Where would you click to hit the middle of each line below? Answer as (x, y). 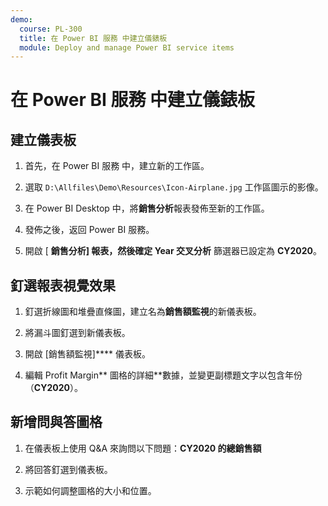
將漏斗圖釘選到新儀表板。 (77, 333)
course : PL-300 (51, 29)
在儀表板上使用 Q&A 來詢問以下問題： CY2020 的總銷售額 (143, 448)
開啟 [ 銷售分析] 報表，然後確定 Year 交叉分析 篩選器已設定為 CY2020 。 (173, 251)
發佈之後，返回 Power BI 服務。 (89, 230)
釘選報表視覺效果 (63, 285)
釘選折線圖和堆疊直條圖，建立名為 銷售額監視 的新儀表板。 (143, 312)
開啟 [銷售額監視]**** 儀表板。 (87, 354)
